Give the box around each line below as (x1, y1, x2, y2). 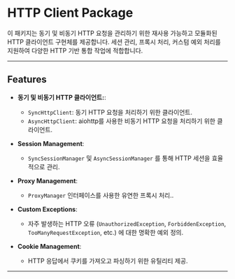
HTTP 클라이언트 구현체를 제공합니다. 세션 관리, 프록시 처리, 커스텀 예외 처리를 (7, 37, 222, 46)
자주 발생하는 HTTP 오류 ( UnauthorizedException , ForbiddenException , (27, 219, 227, 228)
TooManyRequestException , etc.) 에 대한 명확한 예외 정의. (27, 228, 184, 236)
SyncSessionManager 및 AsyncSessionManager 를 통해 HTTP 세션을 (27, 154, 211, 162)
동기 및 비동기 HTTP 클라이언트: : (17, 93, 106, 101)
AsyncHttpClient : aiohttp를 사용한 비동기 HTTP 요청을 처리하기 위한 (27, 117, 215, 125)
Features (7, 73, 47, 85)
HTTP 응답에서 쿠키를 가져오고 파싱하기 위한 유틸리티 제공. (27, 257, 188, 265)
